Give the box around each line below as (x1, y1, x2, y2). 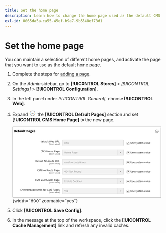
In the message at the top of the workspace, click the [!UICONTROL (12, 217, 151, 223)
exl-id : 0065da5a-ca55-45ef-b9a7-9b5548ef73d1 (5, 18, 103, 23)
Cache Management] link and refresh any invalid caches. (12, 222, 130, 229)
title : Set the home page (5, 8, 58, 13)
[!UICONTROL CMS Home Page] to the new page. (12, 117, 115, 123)
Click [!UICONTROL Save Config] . (12, 207, 83, 214)
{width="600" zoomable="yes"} (12, 198, 78, 204)
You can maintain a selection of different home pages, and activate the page (5, 57, 161, 63)
